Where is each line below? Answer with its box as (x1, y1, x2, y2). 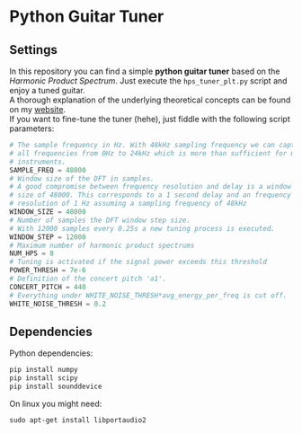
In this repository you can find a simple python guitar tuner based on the (9, 66, 280, 76)
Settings (9, 42, 58, 58)
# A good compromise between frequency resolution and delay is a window (9, 182, 292, 191)
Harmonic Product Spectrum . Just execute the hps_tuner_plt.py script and (9, 75, 288, 86)
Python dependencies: (9, 348, 93, 359)
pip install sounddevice (9, 382, 102, 392)
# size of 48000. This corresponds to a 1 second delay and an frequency (9, 190, 292, 199)
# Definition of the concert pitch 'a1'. (9, 274, 167, 283)
